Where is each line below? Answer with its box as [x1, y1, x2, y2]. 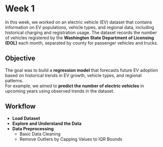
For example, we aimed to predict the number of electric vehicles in [5, 83, 144, 89]
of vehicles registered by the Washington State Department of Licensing [5, 35, 154, 41]
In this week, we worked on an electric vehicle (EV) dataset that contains [5, 19, 152, 25]
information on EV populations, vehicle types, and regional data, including [5, 24, 155, 30]
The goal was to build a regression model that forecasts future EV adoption [5, 67, 158, 73]
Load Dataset [12, 115, 40, 121]
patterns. [5, 77, 24, 83]
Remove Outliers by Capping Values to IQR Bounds [19, 136, 123, 142]
